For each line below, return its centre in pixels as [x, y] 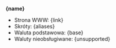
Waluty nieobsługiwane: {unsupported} [62, 39]
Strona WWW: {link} [39, 20]
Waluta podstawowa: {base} [49, 33]
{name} [15, 9]
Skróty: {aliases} [34, 26]
